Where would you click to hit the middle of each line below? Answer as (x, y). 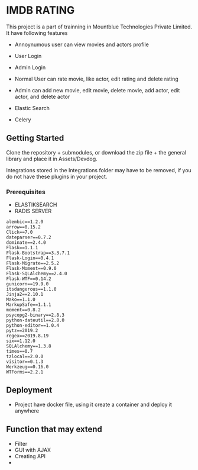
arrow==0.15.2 (24, 227)
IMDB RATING (40, 10)
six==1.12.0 (21, 341)
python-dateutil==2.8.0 (35, 320)
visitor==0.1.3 (25, 362)
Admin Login (30, 67)
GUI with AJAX (33, 450)
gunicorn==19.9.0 (27, 284)
